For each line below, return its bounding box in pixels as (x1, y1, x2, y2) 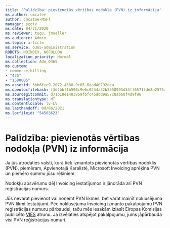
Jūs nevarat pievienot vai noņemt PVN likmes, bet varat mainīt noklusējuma (5, 195, 163, 201)
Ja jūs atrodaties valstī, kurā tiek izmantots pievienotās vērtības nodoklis (5, 159, 157, 165)
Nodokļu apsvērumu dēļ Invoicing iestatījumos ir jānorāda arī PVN (5, 180, 142, 186)
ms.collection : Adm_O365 (5, 59, 58, 64)
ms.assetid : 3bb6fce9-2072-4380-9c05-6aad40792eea (5, 82, 114, 87)
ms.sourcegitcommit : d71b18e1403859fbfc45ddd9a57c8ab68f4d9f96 (5, 92, 142, 97)
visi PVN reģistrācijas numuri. (5, 216, 67, 222)
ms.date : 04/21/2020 (5, 26, 49, 31)
